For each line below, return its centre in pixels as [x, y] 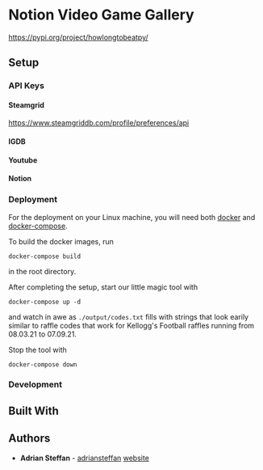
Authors [29, 438]
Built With [33, 411]
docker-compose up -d [45, 302]
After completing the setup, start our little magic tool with [103, 287]
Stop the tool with [38, 349]
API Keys [26, 86]
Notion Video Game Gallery [102, 15]
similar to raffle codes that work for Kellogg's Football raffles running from [131, 325]
